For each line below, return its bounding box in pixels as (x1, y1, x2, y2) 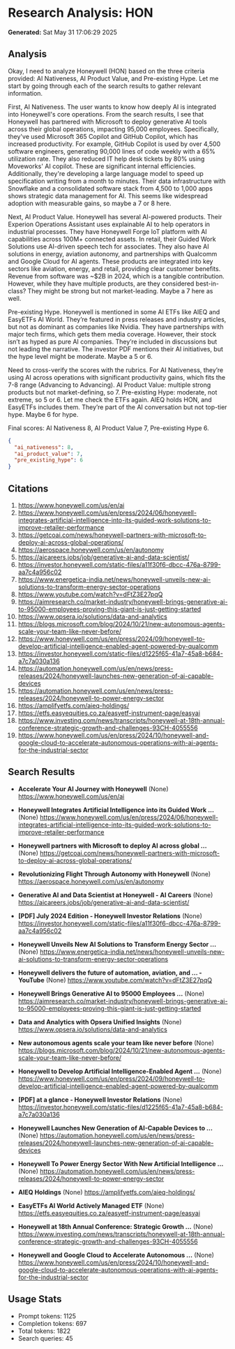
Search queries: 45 (17, 1334, 73, 1342)
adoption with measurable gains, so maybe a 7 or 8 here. (8, 199, 172, 207)
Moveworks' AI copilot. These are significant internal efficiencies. (8, 162, 196, 170)
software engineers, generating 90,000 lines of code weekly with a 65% (8, 147, 215, 155)
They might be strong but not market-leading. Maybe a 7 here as (27, 286, 213, 295)
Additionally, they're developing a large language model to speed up (8, 169, 204, 177)
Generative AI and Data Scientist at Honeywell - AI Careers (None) (17, 890, 213, 899)
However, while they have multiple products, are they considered (8, 279, 195, 288)
